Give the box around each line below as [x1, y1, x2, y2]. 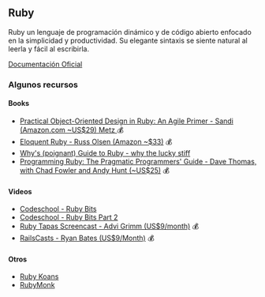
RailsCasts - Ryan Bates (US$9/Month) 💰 [19, 233, 155, 243]
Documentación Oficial [8, 59, 83, 69]
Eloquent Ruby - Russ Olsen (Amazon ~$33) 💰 [19, 137, 173, 146]
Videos [8, 186, 32, 196]
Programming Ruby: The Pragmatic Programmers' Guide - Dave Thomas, [19, 156, 257, 166]
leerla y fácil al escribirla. [8, 43, 90, 54]
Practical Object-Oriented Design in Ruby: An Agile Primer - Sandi [19, 116, 234, 126]
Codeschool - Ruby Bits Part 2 [19, 212, 118, 222]
